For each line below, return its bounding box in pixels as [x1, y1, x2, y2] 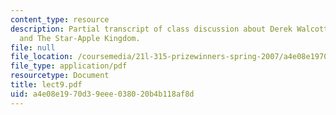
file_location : [10, 52, 74, 62]
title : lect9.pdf [10, 80, 83, 90]
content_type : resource [10, 14, 110, 25]
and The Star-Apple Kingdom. [19, 33, 141, 43]
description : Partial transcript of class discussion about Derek [10, 24, 293, 34]
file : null [10, 42, 56, 53]
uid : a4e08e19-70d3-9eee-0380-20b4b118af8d [10, 89, 195, 99]
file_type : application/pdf [10, 61, 128, 71]
